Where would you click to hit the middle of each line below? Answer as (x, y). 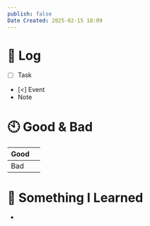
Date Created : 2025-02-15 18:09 (55, 21)
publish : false (30, 14)
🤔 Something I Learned (75, 197)
